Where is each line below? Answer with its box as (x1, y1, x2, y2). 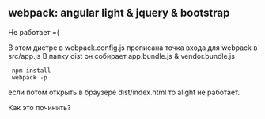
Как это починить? (8, 102, 71, 112)
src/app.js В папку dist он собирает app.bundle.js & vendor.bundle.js (8, 51, 236, 60)
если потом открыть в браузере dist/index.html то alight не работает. (8, 87, 240, 97)
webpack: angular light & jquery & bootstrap (8, 6, 230, 20)
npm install (11, 67, 51, 75)
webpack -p (11, 73, 47, 82)
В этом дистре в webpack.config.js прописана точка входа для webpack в (8, 43, 258, 52)
